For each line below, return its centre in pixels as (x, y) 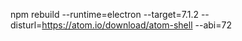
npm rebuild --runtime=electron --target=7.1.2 (104, 14)
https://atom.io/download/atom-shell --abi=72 (136, 25)
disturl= (26, 25)
